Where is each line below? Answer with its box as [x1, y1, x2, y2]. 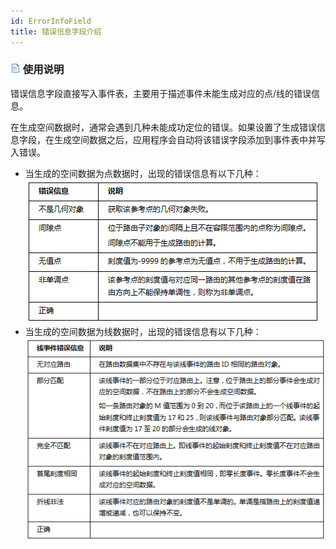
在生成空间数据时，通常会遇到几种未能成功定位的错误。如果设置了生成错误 [10, 121, 317, 133]
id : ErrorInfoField [10, 16, 92, 26]
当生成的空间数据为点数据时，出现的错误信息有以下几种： [24, 167, 262, 179]
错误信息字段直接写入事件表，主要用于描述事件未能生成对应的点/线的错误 [10, 87, 312, 99]
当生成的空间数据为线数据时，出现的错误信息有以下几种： [24, 325, 262, 337]
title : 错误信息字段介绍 [10, 26, 102, 37]
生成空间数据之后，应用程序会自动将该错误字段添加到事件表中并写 [53, 133, 326, 145]
